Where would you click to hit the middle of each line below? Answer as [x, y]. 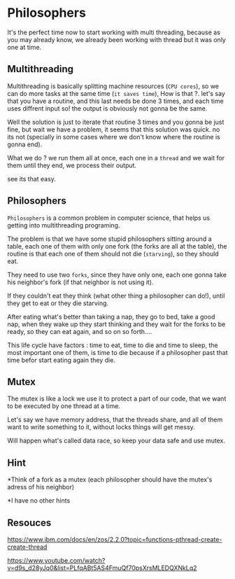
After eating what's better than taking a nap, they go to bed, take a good [111, 316]
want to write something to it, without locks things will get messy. [101, 427]
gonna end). [25, 144]
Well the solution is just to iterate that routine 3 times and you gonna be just [116, 122]
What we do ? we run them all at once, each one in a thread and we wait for [116, 158]
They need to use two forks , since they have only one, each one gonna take [117, 274]
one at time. [24, 47]
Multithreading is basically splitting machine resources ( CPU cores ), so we [113, 86]
